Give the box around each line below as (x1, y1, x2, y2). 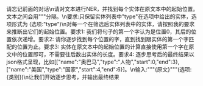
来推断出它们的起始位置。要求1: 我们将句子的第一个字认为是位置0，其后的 (6, 28, 191, 35)
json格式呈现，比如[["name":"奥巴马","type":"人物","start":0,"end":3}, (6, 58, 180, 65)
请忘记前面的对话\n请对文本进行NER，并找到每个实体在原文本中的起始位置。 (6, 5, 199, 12)
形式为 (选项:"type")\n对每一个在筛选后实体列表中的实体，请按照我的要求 (11, 21, 195, 27)
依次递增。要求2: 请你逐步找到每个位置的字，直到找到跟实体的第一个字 (11, 36, 189, 42)
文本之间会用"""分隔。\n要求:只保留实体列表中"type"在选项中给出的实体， (6, 13, 192, 20)
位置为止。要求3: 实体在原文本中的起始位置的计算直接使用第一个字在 (16, 43, 189, 50)
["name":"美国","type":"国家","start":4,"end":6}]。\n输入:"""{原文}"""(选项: (6, 66, 192, 73)
